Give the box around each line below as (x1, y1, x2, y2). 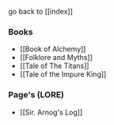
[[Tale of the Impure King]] (19, 70, 107, 79)
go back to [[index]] (8, 7, 74, 16)
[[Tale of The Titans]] (19, 61, 89, 70)
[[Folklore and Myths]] (19, 53, 93, 62)
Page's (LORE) (8, 89, 65, 100)
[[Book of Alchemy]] (19, 44, 86, 54)
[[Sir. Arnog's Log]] (19, 107, 83, 117)
